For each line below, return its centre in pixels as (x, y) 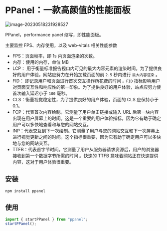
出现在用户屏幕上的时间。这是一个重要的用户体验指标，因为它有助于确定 (86, 118)
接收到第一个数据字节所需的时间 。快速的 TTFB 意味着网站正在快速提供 (85, 156)
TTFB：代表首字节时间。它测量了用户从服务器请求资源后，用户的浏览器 (86, 149)
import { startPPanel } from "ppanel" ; (47, 219)
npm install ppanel (25, 191)
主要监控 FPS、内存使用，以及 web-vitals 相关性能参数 (61, 45)
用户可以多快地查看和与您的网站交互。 (52, 124)
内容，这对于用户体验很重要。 (43, 162)
